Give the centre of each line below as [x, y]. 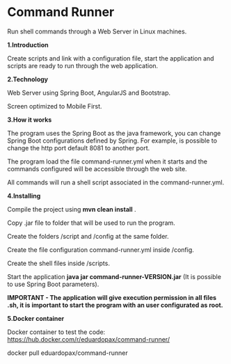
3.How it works [30, 120]
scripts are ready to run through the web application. [83, 65]
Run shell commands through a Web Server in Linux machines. [97, 31]
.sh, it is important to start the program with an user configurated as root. [115, 305]
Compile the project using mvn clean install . [72, 209]
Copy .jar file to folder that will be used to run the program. [91, 223]
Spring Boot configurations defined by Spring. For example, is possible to [112, 141]
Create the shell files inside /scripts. [58, 263]
